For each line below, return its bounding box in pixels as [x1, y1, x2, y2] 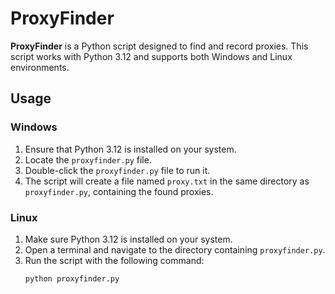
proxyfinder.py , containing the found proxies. [24, 185, 214, 197]
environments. [10, 61, 70, 73]
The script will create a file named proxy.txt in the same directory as [24, 175, 310, 187]
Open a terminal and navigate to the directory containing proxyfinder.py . [24, 243, 326, 256]
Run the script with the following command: [24, 254, 205, 266]
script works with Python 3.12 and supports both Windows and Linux [10, 50, 293, 62]
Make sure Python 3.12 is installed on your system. [24, 233, 233, 245]
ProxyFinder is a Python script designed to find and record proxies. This [10, 40, 309, 52]
